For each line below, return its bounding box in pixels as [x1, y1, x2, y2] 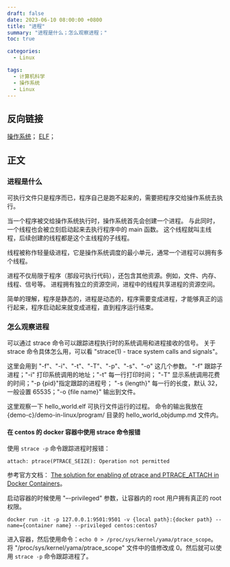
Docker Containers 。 [7, 479, 66, 487]
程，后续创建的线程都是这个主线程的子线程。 [7, 234, 133, 242]
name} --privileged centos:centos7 [55, 522, 157, 529]
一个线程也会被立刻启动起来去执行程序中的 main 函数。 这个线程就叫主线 [7, 225, 212, 233]
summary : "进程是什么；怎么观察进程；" [7, 29, 107, 36]
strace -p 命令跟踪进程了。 [14, 553, 92, 561]
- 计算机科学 [13, 73, 46, 80]
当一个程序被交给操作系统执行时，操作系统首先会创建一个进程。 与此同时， [7, 217, 219, 225]
